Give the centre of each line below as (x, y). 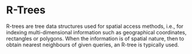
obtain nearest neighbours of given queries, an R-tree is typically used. (92, 45)
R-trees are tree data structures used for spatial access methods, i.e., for (95, 26)
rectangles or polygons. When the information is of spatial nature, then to (95, 38)
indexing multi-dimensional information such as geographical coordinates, (97, 32)
